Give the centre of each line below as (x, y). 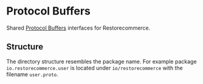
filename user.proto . (33, 74)
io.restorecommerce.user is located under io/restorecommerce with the (95, 68)
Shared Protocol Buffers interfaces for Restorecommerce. (78, 28)
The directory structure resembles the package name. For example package (101, 61)
